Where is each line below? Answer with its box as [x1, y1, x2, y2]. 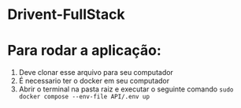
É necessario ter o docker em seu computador [18, 76, 170, 86]
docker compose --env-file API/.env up [18, 93, 150, 101]
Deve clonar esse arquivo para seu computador [18, 68, 174, 77]
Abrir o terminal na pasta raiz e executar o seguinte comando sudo [18, 84, 234, 94]
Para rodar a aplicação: [7, 42, 162, 60]
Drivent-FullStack [7, 6, 125, 24]
